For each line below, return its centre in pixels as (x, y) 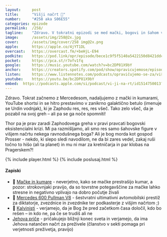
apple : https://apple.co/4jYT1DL (45, 47)
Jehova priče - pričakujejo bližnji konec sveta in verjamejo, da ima (80, 219)
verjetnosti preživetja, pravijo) (43, 229)
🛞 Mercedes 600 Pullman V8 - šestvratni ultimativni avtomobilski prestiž (86, 197)
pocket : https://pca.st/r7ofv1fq (44, 61)
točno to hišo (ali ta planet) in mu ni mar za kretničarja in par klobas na (77, 144)
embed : (12, 83)
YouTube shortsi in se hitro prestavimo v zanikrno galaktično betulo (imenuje (83, 103)
